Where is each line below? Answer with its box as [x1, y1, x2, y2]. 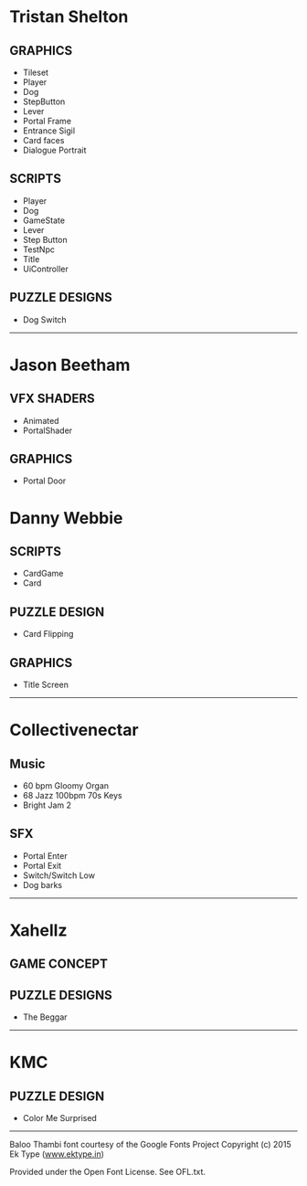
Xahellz [9, 920, 68, 941]
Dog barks [22, 879, 62, 890]
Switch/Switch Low [22, 870, 96, 881]
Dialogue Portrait [22, 144, 87, 155]
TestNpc [22, 244, 55, 255]
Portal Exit [22, 860, 62, 871]
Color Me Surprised [22, 1113, 98, 1124]
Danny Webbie [9, 507, 123, 528]
